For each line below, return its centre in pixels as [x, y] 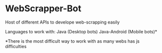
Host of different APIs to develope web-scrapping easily [62, 22]
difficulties [16, 46]
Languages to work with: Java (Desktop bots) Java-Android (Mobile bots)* [81, 31]
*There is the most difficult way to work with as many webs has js [72, 41]
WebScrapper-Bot [43, 9]
